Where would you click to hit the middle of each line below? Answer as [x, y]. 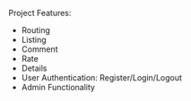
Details [34, 68]
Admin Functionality [58, 87]
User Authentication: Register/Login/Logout [102, 78]
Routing [36, 30]
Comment [39, 49]
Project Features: [40, 13]
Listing [34, 40]
